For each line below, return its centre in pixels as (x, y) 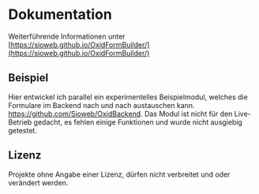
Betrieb (20, 122)
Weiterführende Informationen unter (67, 36)
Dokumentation (60, 15)
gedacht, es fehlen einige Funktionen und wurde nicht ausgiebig (138, 122)
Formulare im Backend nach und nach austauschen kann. (101, 105)
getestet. (23, 130)
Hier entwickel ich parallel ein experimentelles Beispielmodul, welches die (128, 97)
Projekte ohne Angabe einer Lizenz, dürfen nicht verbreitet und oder (119, 174)
